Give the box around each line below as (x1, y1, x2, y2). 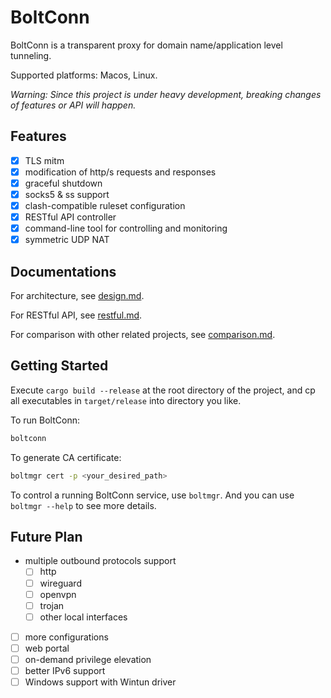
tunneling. (10, 49, 52, 61)
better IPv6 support (24, 664, 106, 676)
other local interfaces (39, 611, 128, 623)
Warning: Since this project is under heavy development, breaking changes (10, 88, 322, 100)
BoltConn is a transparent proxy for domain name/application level (10, 39, 283, 51)
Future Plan (10, 529, 83, 546)
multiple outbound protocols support (24, 555, 177, 567)
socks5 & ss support (24, 188, 110, 200)
